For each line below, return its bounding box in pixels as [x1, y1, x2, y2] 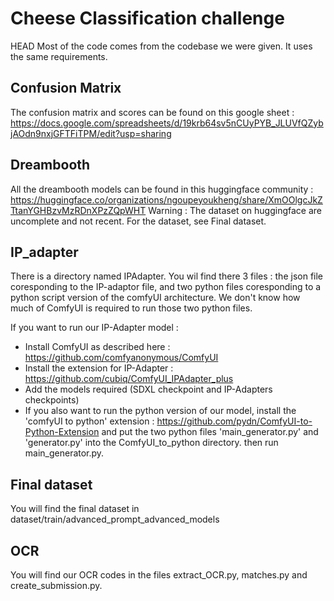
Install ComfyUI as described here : [24, 341, 171, 353]
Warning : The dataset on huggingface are [148, 204, 322, 216]
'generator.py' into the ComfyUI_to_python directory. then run [24, 437, 279, 449]
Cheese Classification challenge [10, 7, 285, 30]
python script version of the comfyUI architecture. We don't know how [10, 292, 301, 304]
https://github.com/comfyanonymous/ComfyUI [24, 352, 219, 364]
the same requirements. [10, 50, 108, 62]
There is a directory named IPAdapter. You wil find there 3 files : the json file [10, 270, 324, 282]
